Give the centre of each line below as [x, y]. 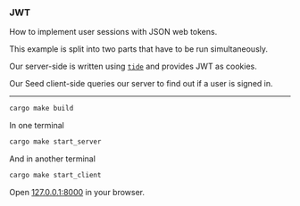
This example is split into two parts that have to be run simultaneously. [139, 49]
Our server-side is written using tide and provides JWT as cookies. [133, 66]
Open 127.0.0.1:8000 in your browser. [77, 192]
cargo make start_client [55, 176]
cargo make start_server [55, 142]
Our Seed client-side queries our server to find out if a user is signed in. [141, 84]
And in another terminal [53, 159]
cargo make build [42, 109]
